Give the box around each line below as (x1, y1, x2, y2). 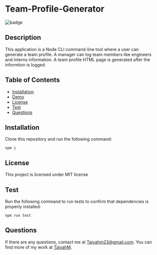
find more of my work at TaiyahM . (5, 244, 72, 250)
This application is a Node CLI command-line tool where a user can (5, 46, 139, 52)
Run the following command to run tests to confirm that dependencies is (5, 199, 149, 204)
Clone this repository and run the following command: (5, 136, 112, 142)
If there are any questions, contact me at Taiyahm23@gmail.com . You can (5, 239, 152, 245)
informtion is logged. (5, 62, 46, 67)
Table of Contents (5, 76, 60, 84)
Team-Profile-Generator (5, 3, 105, 15)
